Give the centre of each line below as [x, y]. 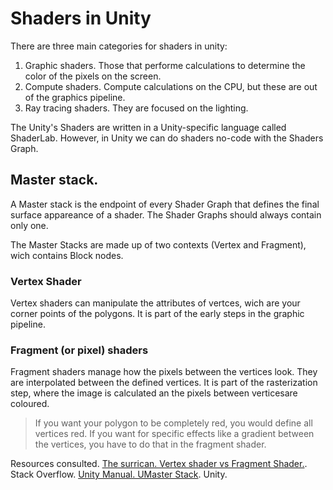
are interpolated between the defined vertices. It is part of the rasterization [164, 383]
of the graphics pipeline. [75, 97]
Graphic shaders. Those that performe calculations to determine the [165, 65]
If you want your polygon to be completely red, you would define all [173, 423]
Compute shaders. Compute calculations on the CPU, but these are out [171, 86]
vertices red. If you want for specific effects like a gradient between [174, 434]
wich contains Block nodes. [67, 255]
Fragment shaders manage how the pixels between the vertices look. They [164, 372]
